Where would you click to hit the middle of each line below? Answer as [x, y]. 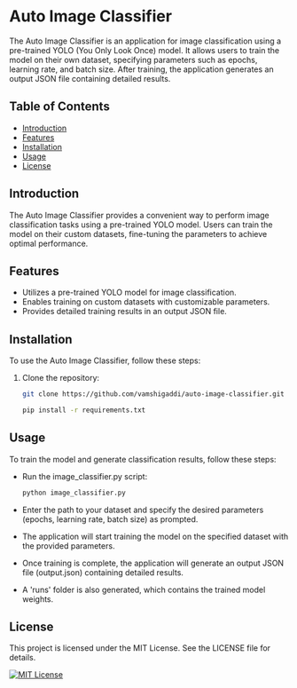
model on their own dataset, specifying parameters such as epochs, [133, 59]
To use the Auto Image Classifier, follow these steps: [105, 360]
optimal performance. [49, 243]
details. [23, 658]
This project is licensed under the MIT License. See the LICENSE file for [140, 648]
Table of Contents [60, 107]
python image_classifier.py [74, 493]
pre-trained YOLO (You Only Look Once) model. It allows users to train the [145, 50]
